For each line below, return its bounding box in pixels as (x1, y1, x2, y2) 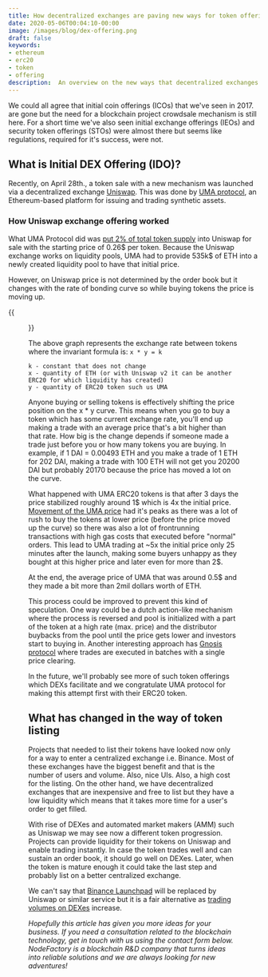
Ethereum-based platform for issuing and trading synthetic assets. (8, 196, 227, 205)
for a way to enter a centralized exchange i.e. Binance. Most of (28, 753, 235, 763)
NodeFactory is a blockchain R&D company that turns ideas (28, 944, 226, 954)
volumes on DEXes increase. (28, 904, 122, 913)
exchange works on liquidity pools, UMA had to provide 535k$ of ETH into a (8, 251, 258, 260)
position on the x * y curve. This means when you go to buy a (28, 405, 231, 415)
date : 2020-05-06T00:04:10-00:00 (8, 19, 120, 27)
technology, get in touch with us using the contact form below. (28, 935, 234, 945)
